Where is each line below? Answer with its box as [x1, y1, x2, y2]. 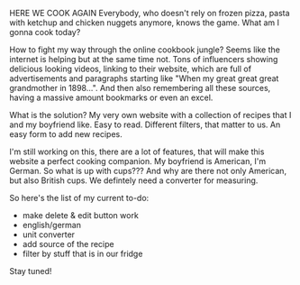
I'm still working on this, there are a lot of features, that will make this [9, 146, 265, 157]
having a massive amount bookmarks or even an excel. [9, 92, 214, 103]
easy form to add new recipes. [9, 129, 123, 139]
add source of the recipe [22, 239, 114, 249]
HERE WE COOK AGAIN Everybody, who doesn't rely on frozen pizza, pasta [9, 8, 290, 18]
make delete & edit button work [22, 210, 140, 220]
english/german [22, 220, 81, 230]
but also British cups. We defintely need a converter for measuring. [9, 175, 259, 186]
